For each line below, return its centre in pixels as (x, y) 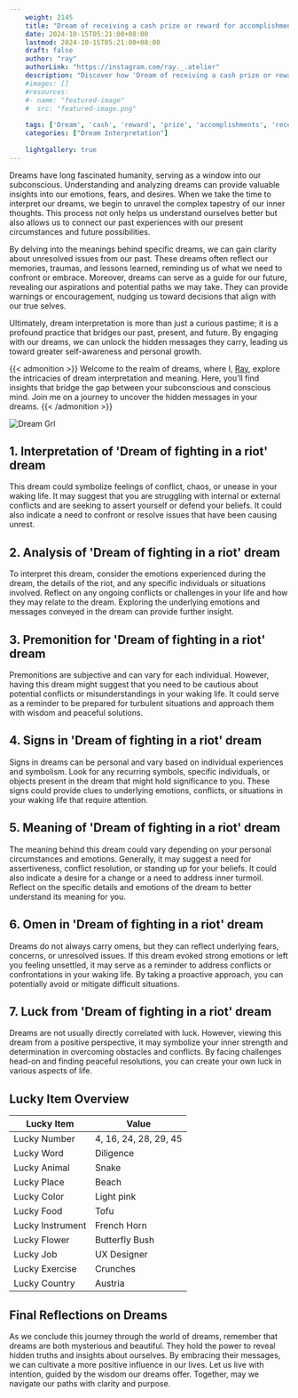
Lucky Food (38, 1211)
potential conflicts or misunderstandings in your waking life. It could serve (144, 694)
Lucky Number (44, 1139)
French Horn (121, 1225)
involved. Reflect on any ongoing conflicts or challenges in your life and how (149, 593)
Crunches (115, 1269)
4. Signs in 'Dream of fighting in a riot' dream (136, 740)
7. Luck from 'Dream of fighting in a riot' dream (141, 1012)
